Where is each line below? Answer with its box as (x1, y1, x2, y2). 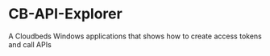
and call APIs (8, 39, 52, 49)
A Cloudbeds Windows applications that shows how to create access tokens (8, 31, 262, 41)
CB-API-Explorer (8, 5, 123, 23)
